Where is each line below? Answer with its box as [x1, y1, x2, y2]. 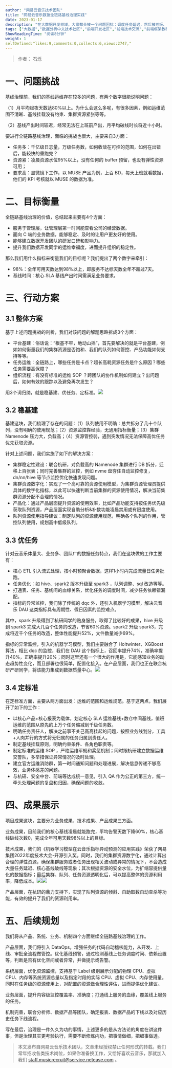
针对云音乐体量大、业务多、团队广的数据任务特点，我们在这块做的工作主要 [5, 551, 162, 557]
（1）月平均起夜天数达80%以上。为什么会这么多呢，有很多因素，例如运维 [5, 104, 161, 111]
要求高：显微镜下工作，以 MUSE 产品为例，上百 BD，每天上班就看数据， [12, 169, 166, 175]
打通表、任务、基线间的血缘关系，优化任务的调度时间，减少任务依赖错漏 [12, 587, 165, 593]
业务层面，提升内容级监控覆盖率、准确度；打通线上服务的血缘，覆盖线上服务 [5, 991, 167, 998]
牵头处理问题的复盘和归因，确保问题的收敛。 [12, 780, 107, 786]
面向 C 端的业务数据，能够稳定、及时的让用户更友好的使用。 [12, 231, 140, 237]
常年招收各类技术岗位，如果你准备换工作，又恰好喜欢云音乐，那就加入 [17, 1050, 166, 1056]
